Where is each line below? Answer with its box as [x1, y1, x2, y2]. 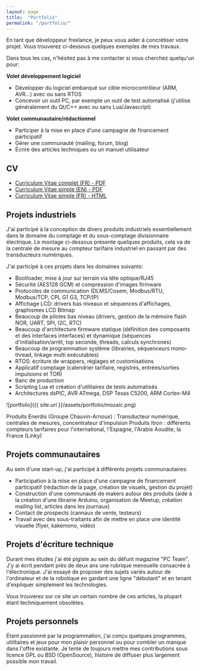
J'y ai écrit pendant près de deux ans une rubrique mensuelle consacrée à [6, 561, 190, 569]
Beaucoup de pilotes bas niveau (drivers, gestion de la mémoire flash [14, 313, 187, 320]
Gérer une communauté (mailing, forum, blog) [14, 140, 129, 147]
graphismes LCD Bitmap [14, 306, 75, 314]
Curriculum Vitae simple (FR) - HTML [14, 192, 107, 199]
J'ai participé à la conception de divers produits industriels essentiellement [6, 226, 192, 232]
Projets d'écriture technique [6, 539, 114, 549]
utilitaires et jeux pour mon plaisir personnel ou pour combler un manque [6, 639, 186, 646]
